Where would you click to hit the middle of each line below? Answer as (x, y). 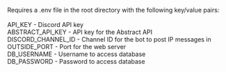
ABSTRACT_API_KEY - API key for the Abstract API (80, 32)
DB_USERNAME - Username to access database (76, 54)
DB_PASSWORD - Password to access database (76, 61)
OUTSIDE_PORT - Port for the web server (67, 47)
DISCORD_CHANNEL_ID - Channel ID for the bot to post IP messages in (110, 39)
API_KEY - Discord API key (46, 25)
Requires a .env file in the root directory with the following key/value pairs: (113, 10)
